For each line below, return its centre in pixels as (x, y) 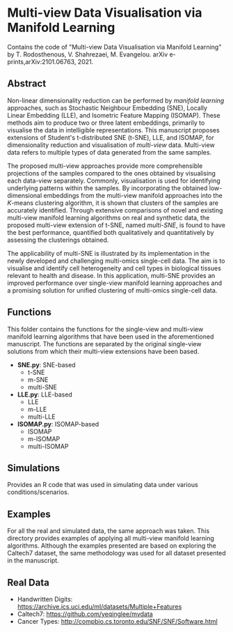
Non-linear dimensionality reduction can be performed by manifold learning (116, 100)
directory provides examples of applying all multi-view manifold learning (111, 539)
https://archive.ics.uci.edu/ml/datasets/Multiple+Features (99, 607)
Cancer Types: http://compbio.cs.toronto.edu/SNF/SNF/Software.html (117, 621)
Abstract (27, 84)
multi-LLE (41, 417)
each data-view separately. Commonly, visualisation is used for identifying (114, 180)
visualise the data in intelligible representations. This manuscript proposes (114, 130)
